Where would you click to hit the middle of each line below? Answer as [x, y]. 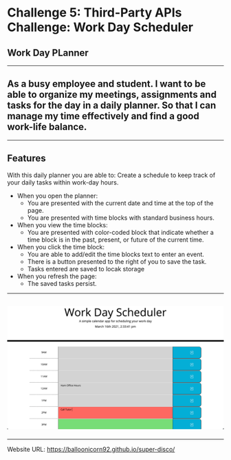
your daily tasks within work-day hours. [63, 182]
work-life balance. [47, 127]
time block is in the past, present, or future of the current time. [115, 240]
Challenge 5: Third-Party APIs [95, 13]
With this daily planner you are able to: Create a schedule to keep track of [111, 175]
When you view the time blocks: [62, 224]
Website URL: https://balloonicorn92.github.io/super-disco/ [91, 449]
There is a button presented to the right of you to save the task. [117, 261]
